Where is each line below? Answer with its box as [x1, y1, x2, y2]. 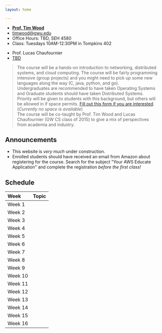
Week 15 [7, 312, 28, 319]
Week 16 [7, 320, 28, 327]
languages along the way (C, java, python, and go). [17, 80, 119, 86]
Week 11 [7, 280, 28, 287]
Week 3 [7, 217, 25, 224]
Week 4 [7, 225, 25, 232]
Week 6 [7, 241, 25, 248]
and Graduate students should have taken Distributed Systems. [17, 90, 144, 96]
